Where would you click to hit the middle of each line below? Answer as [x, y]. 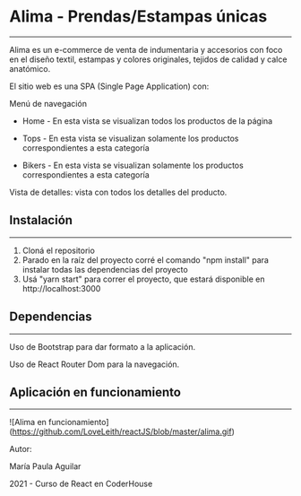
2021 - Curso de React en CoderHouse [81, 484]
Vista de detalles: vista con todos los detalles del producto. [118, 192]
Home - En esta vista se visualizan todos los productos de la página [147, 121]
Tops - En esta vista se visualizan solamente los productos [130, 138]
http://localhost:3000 [61, 288]
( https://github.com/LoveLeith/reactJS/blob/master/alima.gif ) [122, 431]
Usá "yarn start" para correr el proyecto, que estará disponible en [143, 279]
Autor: [21, 449]
